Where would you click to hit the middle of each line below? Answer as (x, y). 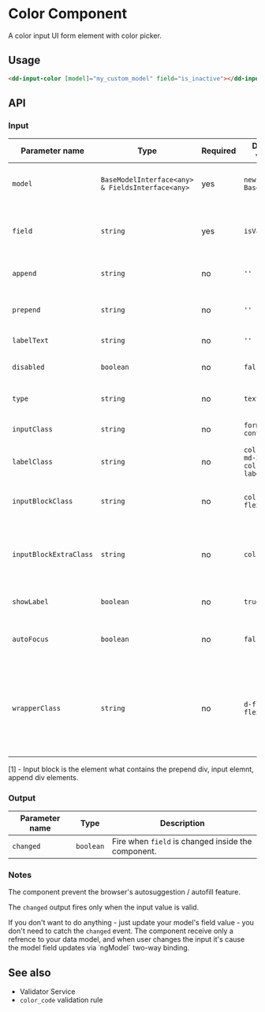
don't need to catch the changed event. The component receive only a (121, 931)
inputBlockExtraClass (52, 554)
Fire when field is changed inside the (182, 841)
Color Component (68, 14)
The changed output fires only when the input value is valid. (104, 907)
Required (218, 151)
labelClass (32, 462)
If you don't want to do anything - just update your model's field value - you (131, 923)
